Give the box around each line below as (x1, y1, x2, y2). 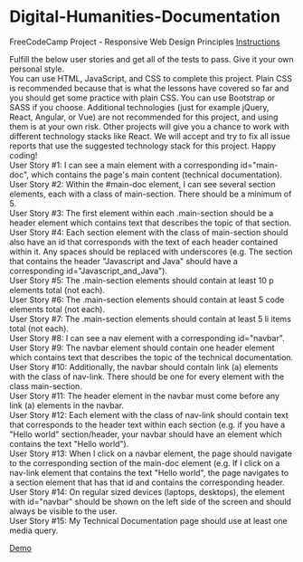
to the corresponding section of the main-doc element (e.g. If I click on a (9, 457, 280, 468)
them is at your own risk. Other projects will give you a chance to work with (9, 120, 289, 132)
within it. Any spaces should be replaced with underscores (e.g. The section (9, 246, 293, 257)
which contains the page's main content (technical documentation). (31, 169, 283, 180)
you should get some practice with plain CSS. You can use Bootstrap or (9, 92, 276, 103)
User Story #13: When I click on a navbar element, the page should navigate (9, 448, 292, 459)
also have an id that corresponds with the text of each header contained (9, 236, 279, 247)
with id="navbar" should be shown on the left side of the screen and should (9, 496, 292, 507)
